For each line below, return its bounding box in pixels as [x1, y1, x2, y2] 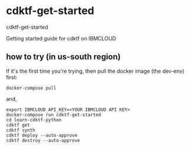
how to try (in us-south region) [6, 52, 121, 62]
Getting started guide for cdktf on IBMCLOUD [6, 35, 116, 42]
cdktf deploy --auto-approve [6, 132, 78, 138]
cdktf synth [6, 127, 35, 133]
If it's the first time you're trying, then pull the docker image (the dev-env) [6, 67, 185, 74]
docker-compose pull [6, 85, 57, 91]
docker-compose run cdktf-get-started [6, 111, 101, 118]
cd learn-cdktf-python [6, 117, 62, 123]
